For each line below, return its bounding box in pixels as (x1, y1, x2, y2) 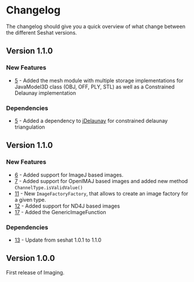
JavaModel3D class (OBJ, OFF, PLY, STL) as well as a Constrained (14, 83, 175, 90)
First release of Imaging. (6, 269, 65, 276)
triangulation (14, 123, 46, 130)
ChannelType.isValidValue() (14, 185, 83, 191)
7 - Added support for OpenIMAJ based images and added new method (14, 177, 188, 184)
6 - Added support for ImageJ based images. (14, 171, 124, 178)
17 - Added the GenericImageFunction (14, 208, 106, 215)
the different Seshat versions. (6, 29, 77, 36)
